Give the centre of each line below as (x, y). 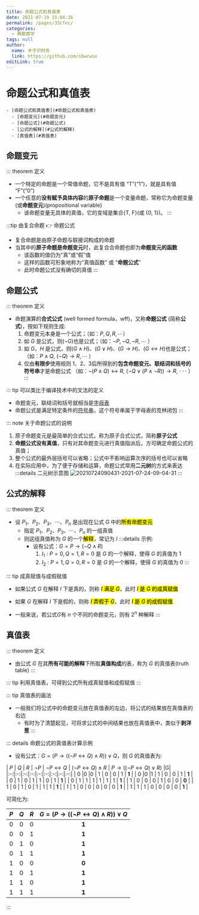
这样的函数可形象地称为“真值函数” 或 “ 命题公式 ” (82, 262)
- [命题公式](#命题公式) (39, 123)
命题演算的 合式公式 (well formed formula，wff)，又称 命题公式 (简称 (98, 319)
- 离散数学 (23, 34)
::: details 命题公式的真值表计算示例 (50, 743)
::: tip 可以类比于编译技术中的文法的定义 (55, 390)
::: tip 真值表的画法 (29, 695)
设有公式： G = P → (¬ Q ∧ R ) (68, 546)
